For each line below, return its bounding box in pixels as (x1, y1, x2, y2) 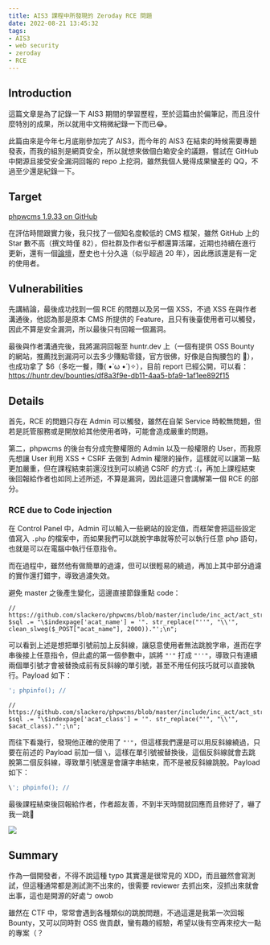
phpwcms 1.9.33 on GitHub (8, 211, 98, 221)
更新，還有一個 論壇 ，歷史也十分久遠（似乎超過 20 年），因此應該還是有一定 (8, 248, 257, 258)
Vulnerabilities (8, 282, 84, 295)
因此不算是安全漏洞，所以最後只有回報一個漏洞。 (8, 324, 170, 334)
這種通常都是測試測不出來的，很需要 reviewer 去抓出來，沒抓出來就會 (29, 881, 260, 890)
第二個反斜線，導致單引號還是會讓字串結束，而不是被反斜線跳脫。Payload (14, 757, 260, 767)
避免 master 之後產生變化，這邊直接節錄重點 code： (8, 588, 181, 598)
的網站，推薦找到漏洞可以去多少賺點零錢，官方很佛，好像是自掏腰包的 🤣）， (8, 352, 259, 361)
